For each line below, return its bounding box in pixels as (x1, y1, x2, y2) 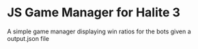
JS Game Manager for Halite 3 (7, 5, 181, 20)
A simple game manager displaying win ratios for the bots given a (7, 27, 191, 35)
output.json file (7, 34, 50, 42)
